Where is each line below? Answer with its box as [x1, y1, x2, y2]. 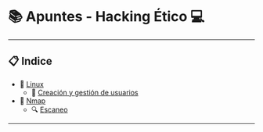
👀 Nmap [19, 96, 46, 105]
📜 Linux [19, 79, 45, 88]
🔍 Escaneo [31, 105, 68, 114]
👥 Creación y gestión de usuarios [31, 87, 139, 97]
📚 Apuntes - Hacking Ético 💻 [8, 8, 205, 26]
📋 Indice [8, 55, 52, 68]
